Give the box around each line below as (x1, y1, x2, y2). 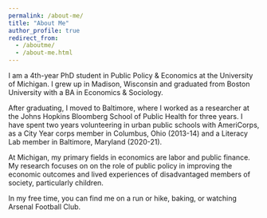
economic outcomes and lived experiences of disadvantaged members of (8, 169, 251, 179)
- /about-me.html (15, 49, 73, 57)
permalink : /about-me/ (8, 11, 84, 20)
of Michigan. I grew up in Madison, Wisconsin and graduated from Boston (8, 79, 250, 89)
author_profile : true (8, 26, 80, 34)
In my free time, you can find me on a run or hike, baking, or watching (8, 193, 238, 203)
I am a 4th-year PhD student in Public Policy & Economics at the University (8, 71, 253, 80)
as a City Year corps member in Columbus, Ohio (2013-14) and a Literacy (8, 129, 249, 138)
